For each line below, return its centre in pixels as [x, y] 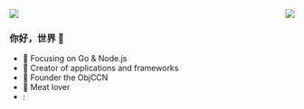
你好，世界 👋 [37, 38]
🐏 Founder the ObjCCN [65, 77]
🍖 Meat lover [46, 87]
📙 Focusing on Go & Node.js [75, 59]
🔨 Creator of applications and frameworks [100, 68]
